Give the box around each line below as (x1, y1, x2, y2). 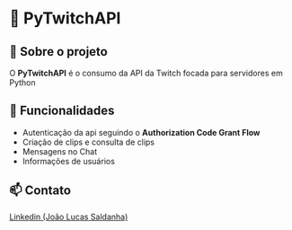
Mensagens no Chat (22, 146, 98, 156)
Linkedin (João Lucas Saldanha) (9, 211, 128, 222)
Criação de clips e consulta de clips (22, 137, 155, 147)
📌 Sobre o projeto (9, 44, 108, 59)
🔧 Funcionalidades (9, 103, 115, 119)
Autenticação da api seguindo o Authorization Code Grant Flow (22, 127, 261, 137)
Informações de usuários (22, 155, 115, 166)
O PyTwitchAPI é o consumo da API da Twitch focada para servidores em (9, 67, 283, 78)
